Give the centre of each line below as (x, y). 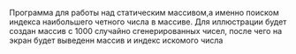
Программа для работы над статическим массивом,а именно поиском (144, 13)
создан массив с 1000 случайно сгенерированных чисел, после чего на (146, 31)
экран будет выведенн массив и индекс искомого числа (116, 40)
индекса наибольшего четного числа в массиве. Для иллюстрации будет (148, 22)
